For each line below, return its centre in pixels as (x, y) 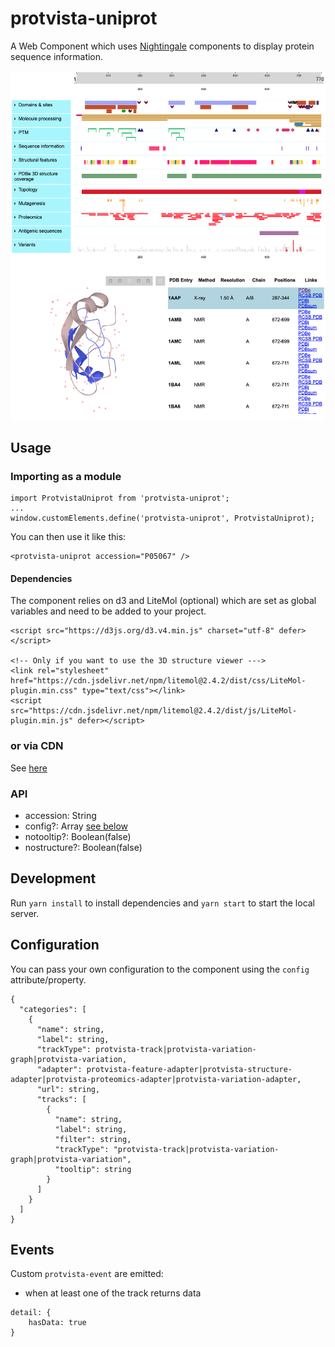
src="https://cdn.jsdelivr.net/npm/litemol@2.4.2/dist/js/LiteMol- (154, 711)
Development (53, 878)
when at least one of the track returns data (113, 1293)
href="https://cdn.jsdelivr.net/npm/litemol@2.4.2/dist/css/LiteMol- (158, 681)
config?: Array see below (76, 826)
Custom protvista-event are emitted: (87, 1274)
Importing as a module (66, 476)
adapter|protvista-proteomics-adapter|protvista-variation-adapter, (156, 1079)
